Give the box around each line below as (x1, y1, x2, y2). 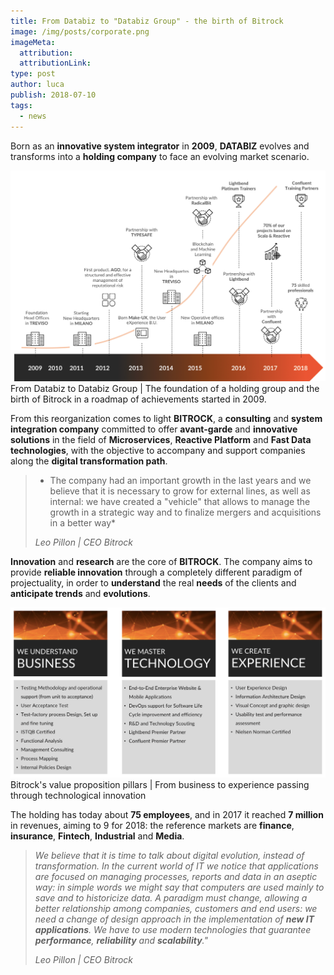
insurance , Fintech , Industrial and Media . (10, 830, 185, 842)
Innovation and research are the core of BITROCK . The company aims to (10, 555, 313, 567)
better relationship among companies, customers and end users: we (34, 902, 318, 914)
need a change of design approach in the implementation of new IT (34, 913, 315, 925)
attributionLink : (19, 58, 92, 69)
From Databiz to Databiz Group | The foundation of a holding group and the (10, 382, 320, 394)
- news (19, 111, 47, 121)
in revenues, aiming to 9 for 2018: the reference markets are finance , (10, 819, 295, 831)
